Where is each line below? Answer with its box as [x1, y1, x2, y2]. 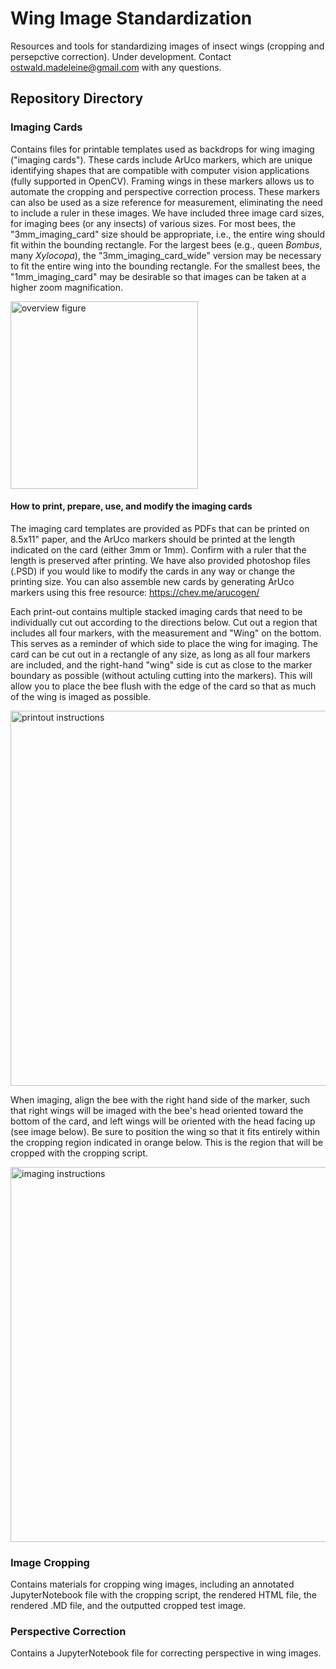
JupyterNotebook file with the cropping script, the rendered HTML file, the [10, 1589, 317, 1601]
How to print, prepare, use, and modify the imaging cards [10, 500, 253, 512]
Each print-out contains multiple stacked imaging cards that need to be [10, 605, 303, 617]
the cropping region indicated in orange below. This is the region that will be [10, 1136, 324, 1148]
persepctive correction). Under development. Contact [10, 50, 232, 62]
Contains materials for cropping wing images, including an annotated [10, 1578, 295, 1591]
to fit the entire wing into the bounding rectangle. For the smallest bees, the [10, 260, 321, 272]
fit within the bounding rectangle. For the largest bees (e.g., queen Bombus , [10, 238, 323, 251]
